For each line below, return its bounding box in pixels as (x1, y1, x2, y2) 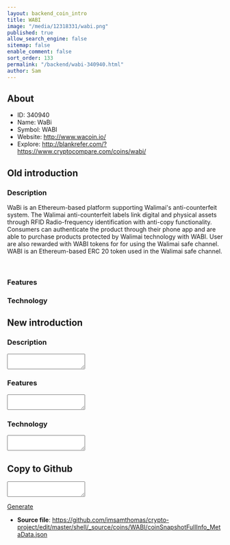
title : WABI (7, 16, 41, 23)
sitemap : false (7, 42, 51, 49)
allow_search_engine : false (7, 36, 88, 43)
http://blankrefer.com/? (42, 140, 107, 148)
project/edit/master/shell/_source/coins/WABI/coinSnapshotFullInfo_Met (16, 522, 221, 531)
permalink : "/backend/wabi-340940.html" (7, 61, 125, 68)
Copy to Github (7, 463, 73, 474)
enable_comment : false (7, 49, 72, 56)
